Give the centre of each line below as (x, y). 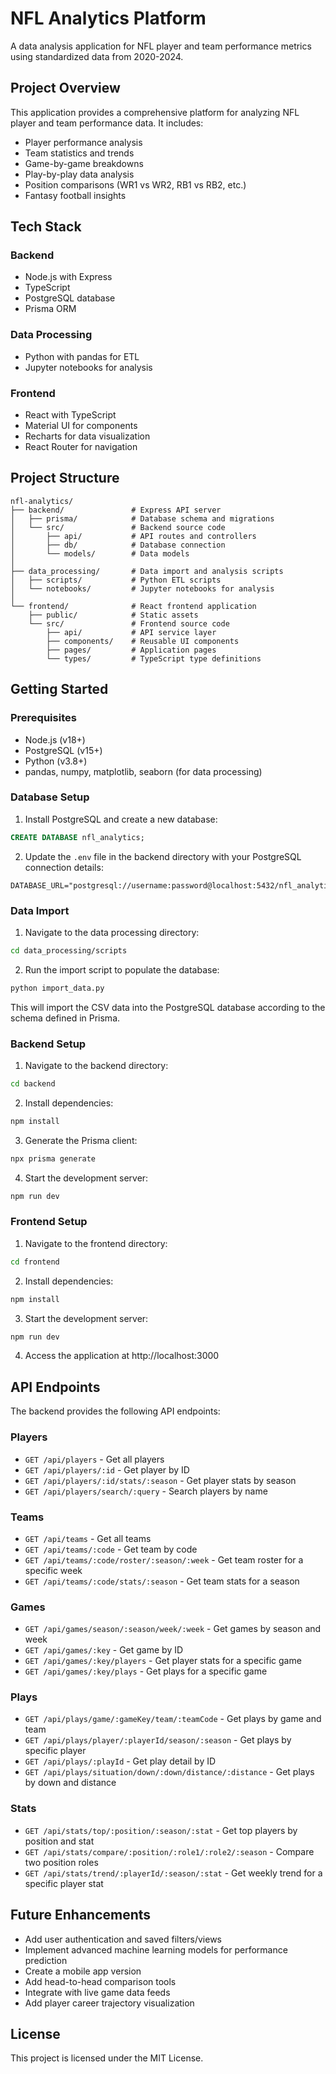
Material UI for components (81, 426)
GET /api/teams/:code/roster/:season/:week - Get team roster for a (164, 1559)
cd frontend (35, 1262)
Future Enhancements (81, 1915)
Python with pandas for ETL (82, 356)
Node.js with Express (68, 277)
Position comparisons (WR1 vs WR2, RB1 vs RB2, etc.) (135, 184)
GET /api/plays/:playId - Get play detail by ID (120, 1761)
